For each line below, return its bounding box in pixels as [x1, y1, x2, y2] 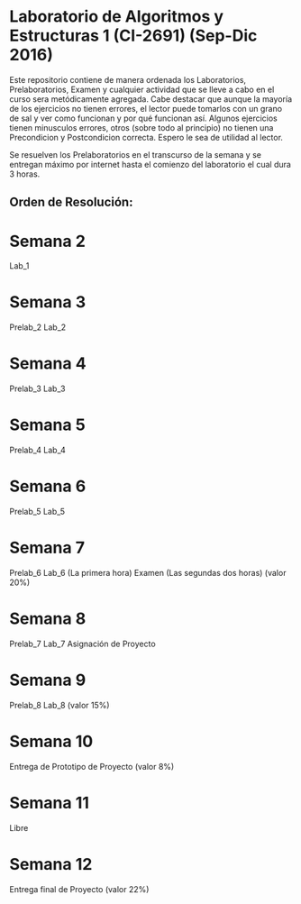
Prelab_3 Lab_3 [9, 383, 66, 394]
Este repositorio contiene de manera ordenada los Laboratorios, [9, 74, 246, 85]
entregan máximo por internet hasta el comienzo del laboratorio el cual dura [9, 159, 291, 169]
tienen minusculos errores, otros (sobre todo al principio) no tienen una [9, 122, 274, 132]
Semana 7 [9, 538, 86, 558]
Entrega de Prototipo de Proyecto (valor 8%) [9, 761, 175, 772]
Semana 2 [9, 231, 86, 251]
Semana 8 [9, 608, 87, 629]
